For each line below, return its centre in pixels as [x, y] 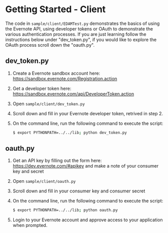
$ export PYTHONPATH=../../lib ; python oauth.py [65, 210]
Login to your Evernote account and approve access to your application [88, 220]
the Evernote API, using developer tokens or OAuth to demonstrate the [79, 28]
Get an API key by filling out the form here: [57, 160]
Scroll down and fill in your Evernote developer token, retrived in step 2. [88, 113]
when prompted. [30, 225]
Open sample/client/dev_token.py [49, 104]
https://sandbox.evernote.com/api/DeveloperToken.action [73, 94]
